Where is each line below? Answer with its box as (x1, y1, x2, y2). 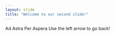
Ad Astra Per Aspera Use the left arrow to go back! (5, 25, 110, 31)
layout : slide (5, 7, 35, 12)
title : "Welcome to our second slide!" (5, 12, 89, 17)
